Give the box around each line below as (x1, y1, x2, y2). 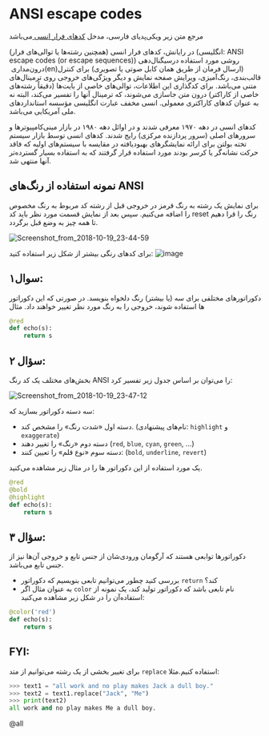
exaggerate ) (20, 430, 60, 440)
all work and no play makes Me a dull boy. (9, 704, 157, 713)
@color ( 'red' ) (9, 608, 57, 617)
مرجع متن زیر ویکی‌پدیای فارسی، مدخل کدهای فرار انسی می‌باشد (9, 31, 203, 41)
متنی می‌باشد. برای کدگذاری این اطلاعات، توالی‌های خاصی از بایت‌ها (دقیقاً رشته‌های (9, 81, 257, 90)
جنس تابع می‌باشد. (9, 560, 64, 569)
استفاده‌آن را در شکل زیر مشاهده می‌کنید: (20, 593, 145, 602)
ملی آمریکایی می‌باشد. (9, 106, 76, 116)
